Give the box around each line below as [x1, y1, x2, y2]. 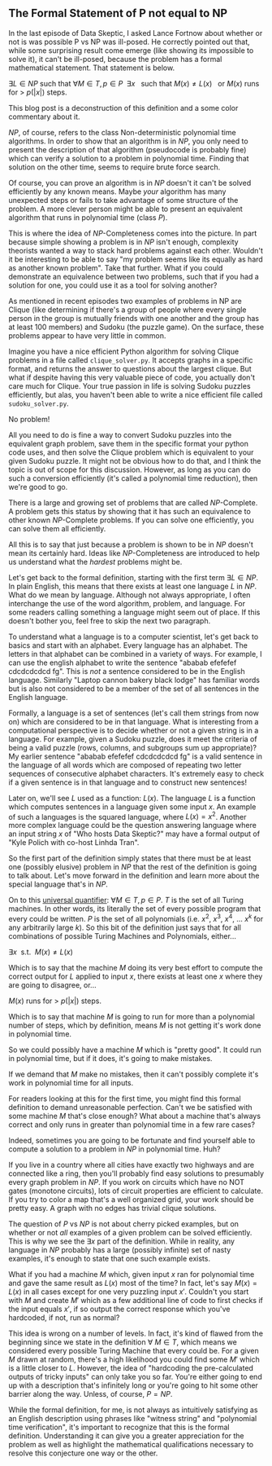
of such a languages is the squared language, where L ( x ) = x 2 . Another [8, 810, 247, 821]
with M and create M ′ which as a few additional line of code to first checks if [8, 1296, 264, 1305]
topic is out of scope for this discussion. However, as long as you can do [8, 464, 252, 474]
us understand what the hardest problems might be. [8, 557, 183, 566]
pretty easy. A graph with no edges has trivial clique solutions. [8, 1204, 217, 1213]
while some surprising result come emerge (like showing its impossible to [8, 45, 254, 55]
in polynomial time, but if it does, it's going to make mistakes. [8, 1054, 213, 1063]
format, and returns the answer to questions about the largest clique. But [8, 363, 252, 373]
